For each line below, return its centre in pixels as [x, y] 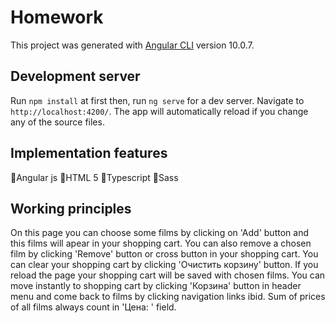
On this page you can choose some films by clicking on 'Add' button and [159, 233]
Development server [75, 76]
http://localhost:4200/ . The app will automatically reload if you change [159, 111]
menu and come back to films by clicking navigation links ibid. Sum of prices [168, 297]
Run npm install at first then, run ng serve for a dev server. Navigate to [157, 100]
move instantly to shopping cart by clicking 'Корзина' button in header [156, 286]
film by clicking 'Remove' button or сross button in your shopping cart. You [164, 254]
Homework [57, 17]
